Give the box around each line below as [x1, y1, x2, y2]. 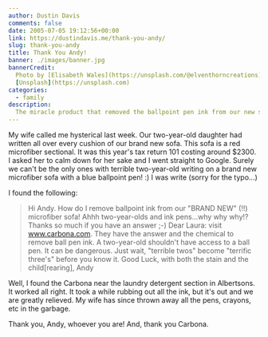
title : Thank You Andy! [8, 49, 88, 57]
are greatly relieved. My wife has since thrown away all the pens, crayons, [8, 295, 251, 304]
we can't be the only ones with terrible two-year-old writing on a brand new [8, 165, 258, 173]
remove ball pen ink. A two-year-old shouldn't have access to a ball [27, 237, 250, 247]
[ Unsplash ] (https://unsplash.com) [15, 78, 130, 86]
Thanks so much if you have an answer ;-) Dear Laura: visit [27, 220, 223, 230]
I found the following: [8, 188, 78, 197]
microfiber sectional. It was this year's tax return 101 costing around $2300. [8, 147, 257, 157]
